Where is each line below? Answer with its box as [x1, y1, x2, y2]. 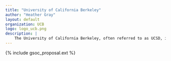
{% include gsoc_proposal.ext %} [5, 49, 76, 56]
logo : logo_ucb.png [5, 26, 47, 32]
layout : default [5, 17, 40, 22]
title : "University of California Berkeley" [5, 7, 101, 13]
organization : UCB [5, 21, 44, 27]
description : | [5, 31, 38, 36]
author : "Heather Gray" [5, 12, 56, 17]
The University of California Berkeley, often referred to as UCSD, [14, 36, 163, 41]
